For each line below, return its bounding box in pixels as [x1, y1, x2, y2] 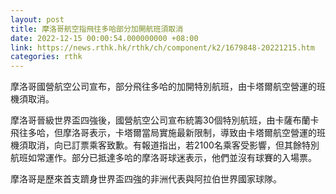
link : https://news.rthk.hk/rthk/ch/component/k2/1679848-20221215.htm [10, 42, 315, 53]
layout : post [10, 14, 65, 25]
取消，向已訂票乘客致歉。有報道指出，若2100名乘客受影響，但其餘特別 [27, 139, 320, 151]
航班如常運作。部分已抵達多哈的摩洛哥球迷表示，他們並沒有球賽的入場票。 [10, 152, 317, 164]
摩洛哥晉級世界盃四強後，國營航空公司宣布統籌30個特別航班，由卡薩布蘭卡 [10, 114, 320, 126]
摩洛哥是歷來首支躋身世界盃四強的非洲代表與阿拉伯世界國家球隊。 [10, 173, 282, 185]
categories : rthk [10, 52, 83, 62]
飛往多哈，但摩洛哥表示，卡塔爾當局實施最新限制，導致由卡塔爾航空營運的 [10, 127, 317, 139]
